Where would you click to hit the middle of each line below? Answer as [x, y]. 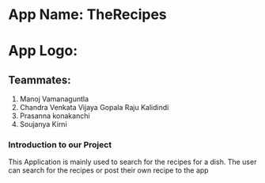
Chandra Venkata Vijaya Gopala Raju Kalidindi [94, 108]
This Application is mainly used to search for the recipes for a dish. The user [132, 162]
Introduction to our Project [60, 145]
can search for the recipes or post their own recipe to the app [108, 170]
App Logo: [43, 51]
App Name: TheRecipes [88, 15]
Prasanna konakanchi [55, 116]
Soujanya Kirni [43, 124]
